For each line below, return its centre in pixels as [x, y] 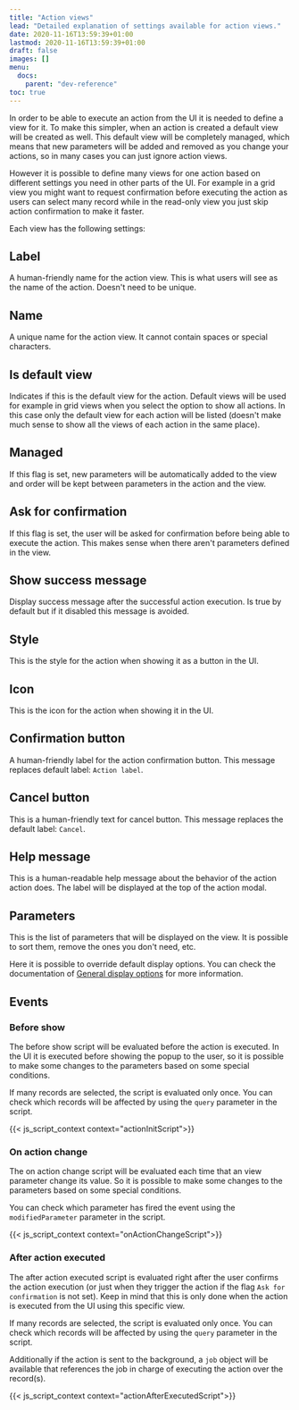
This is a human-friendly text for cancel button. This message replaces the [146, 819]
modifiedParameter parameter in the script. [87, 1217]
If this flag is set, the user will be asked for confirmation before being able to [149, 533]
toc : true [28, 92]
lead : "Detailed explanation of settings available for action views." [145, 26]
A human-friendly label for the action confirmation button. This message [142, 760]
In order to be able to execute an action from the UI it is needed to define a [146, 118]
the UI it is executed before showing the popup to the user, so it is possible [146, 1056]
